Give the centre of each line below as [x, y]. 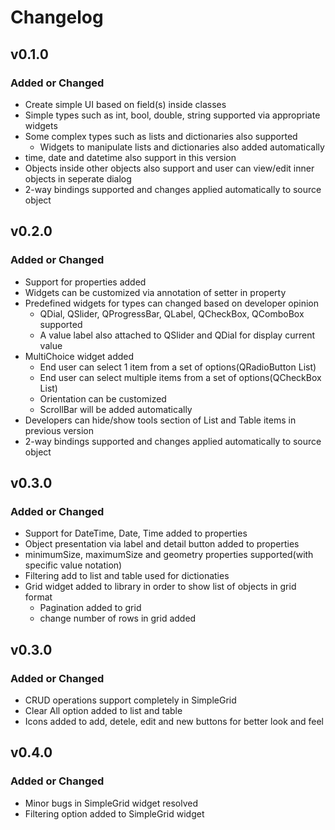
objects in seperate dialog [78, 178]
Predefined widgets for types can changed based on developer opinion [172, 303]
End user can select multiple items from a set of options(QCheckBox [180, 377]
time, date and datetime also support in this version [130, 157]
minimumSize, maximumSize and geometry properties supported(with [169, 555]
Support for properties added [85, 282]
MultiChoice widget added [79, 356]
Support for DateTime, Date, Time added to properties [136, 533]
